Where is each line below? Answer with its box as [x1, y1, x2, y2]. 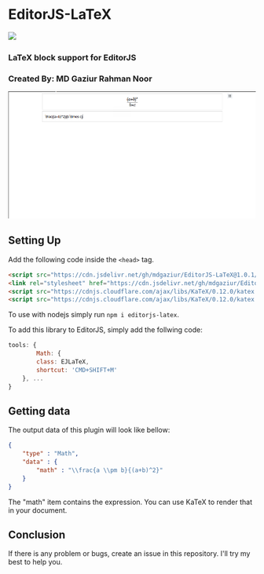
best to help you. [8, 558, 63, 567]
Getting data [8, 404, 71, 418]
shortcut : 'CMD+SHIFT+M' [36, 366, 118, 374]
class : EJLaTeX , [36, 358, 90, 366]
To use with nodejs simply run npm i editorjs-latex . [8, 310, 179, 320]
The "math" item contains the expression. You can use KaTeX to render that [8, 497, 253, 506]
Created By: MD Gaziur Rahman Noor [8, 73, 152, 84]
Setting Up [8, 234, 61, 247]
